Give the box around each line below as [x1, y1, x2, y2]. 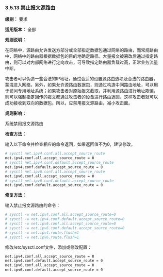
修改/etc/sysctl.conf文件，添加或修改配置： [5, 244, 92, 250]
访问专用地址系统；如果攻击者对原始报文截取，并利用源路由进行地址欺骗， [9, 88, 158, 94]
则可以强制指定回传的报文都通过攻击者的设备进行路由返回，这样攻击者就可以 [5, 94, 158, 100]
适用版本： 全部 [5, 27, 36, 33]
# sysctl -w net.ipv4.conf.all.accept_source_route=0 [5, 212, 116, 217]
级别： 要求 [5, 16, 28, 22]
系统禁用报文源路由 [5, 121, 44, 127]
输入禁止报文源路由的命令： [5, 203, 61, 208]
